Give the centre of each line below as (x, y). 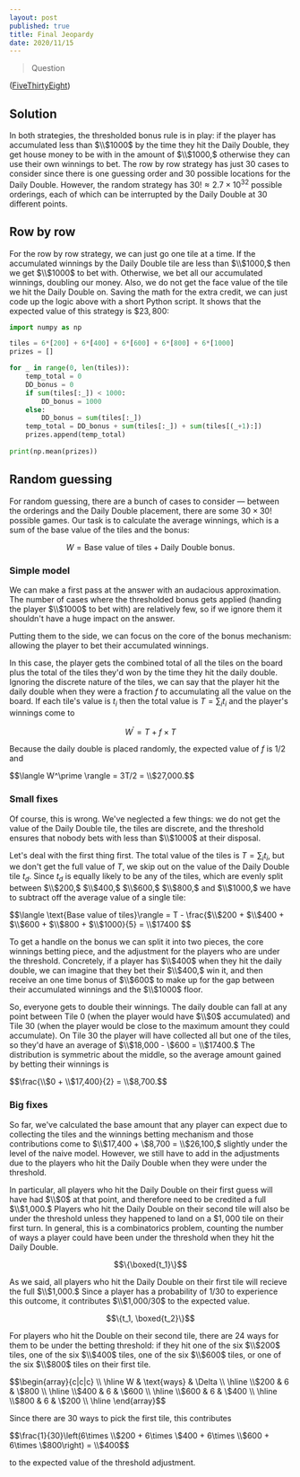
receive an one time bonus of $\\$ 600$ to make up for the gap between (142, 980)
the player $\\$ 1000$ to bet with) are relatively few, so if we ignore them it (146, 609)
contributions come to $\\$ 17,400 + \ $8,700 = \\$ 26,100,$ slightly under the (149, 1143)
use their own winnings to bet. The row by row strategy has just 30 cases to (149, 164)
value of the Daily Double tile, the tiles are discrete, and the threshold (137, 828)
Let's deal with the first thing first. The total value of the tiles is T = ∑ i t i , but (147, 856)
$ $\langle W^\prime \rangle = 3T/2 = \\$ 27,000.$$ (102, 776)
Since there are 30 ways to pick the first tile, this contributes (120, 1418)
